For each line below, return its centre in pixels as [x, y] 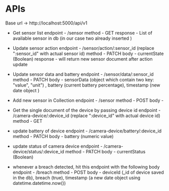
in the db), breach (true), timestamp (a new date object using [77, 178]
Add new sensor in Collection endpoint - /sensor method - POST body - [88, 100]
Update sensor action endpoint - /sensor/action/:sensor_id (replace [83, 48]
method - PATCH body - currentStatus [106, 151]
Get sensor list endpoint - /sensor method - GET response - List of [82, 33]
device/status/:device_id [38, 151]
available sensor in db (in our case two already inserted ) [72, 38]
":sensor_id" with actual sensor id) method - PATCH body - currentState [88, 53]
